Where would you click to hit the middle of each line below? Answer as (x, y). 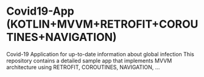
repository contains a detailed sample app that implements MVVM (89, 61)
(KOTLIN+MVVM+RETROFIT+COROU (102, 24)
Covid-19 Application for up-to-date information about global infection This (100, 54)
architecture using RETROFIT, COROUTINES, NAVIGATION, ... (83, 67)
